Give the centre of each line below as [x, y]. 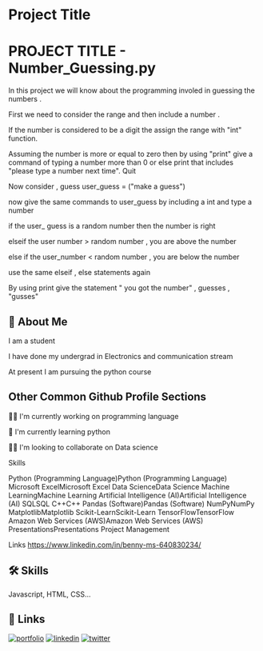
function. [23, 138]
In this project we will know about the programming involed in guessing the [132, 90]
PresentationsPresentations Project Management [89, 529]
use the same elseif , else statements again [79, 273]
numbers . [25, 99]
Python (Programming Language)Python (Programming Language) [118, 478]
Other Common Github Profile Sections [107, 397]
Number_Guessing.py [82, 68]
